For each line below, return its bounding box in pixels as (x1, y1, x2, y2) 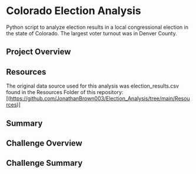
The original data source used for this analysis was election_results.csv (6, 82, 180, 89)
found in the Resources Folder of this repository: (6, 89, 124, 96)
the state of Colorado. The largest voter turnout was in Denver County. (6, 29, 178, 36)
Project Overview (6, 47, 71, 57)
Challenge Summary (6, 158, 83, 168)
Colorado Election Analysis (6, 4, 141, 18)
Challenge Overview (6, 138, 82, 148)
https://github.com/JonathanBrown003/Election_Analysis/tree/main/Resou (9, 95, 190, 102)
